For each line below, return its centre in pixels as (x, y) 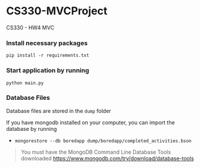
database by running (32, 129)
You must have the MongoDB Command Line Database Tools (96, 152)
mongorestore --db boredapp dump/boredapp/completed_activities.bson (103, 141)
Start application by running (48, 71)
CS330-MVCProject (57, 11)
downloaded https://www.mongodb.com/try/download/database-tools (107, 158)
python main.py (25, 83)
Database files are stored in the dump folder (59, 111)
